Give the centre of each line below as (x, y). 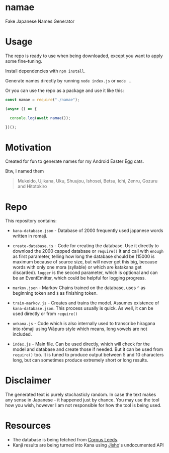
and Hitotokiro (32, 187)
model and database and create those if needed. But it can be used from (88, 349)
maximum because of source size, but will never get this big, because (85, 262)
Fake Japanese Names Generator (40, 21)
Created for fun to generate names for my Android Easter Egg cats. (75, 161)
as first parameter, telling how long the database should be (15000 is (83, 256)
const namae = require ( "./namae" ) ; (43, 100)
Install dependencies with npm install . (45, 71)
